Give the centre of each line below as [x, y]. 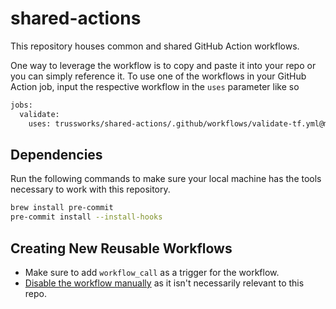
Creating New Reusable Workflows [121, 248]
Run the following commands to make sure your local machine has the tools [166, 179]
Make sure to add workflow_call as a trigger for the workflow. [152, 272]
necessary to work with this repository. [90, 189]
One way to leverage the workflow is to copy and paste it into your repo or [163, 65]
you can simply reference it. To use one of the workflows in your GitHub [158, 76]
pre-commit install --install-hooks [86, 217]
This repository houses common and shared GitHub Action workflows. [155, 46]
